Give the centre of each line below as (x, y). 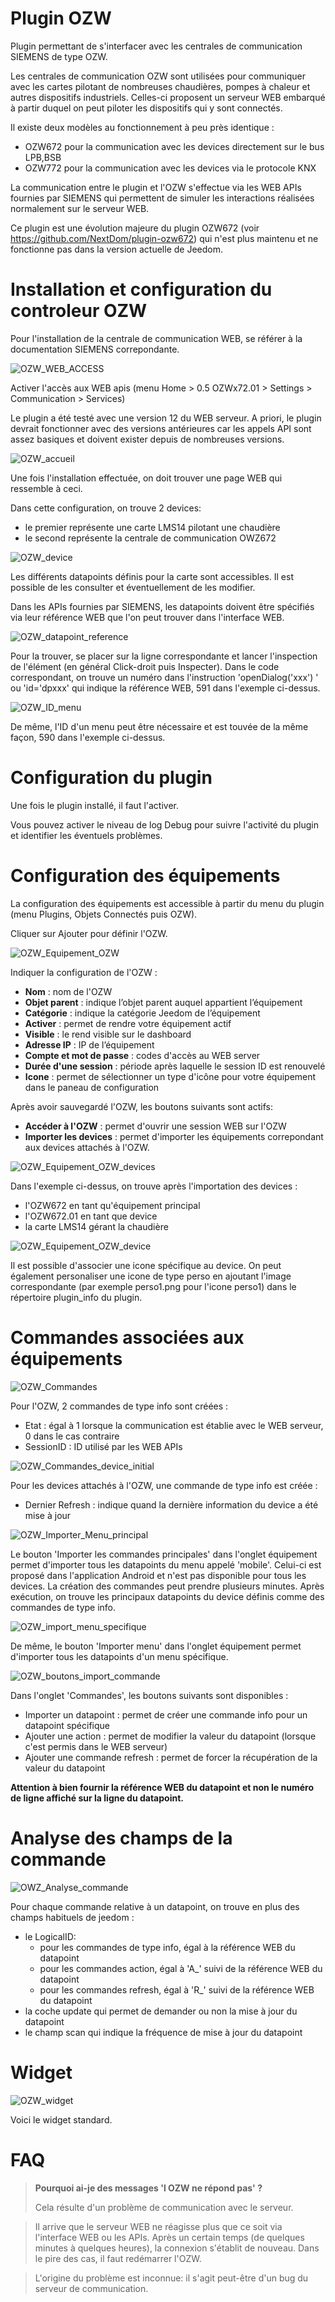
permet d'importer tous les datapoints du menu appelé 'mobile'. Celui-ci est (166, 1564)
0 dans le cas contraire (72, 1436)
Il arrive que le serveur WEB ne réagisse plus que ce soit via (158, 2226)
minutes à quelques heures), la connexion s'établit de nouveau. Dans (177, 2248)
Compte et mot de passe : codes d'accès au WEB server (142, 1055)
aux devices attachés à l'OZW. (87, 1147)
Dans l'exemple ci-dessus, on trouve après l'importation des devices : (154, 1186)
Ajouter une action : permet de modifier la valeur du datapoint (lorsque (170, 1736)
